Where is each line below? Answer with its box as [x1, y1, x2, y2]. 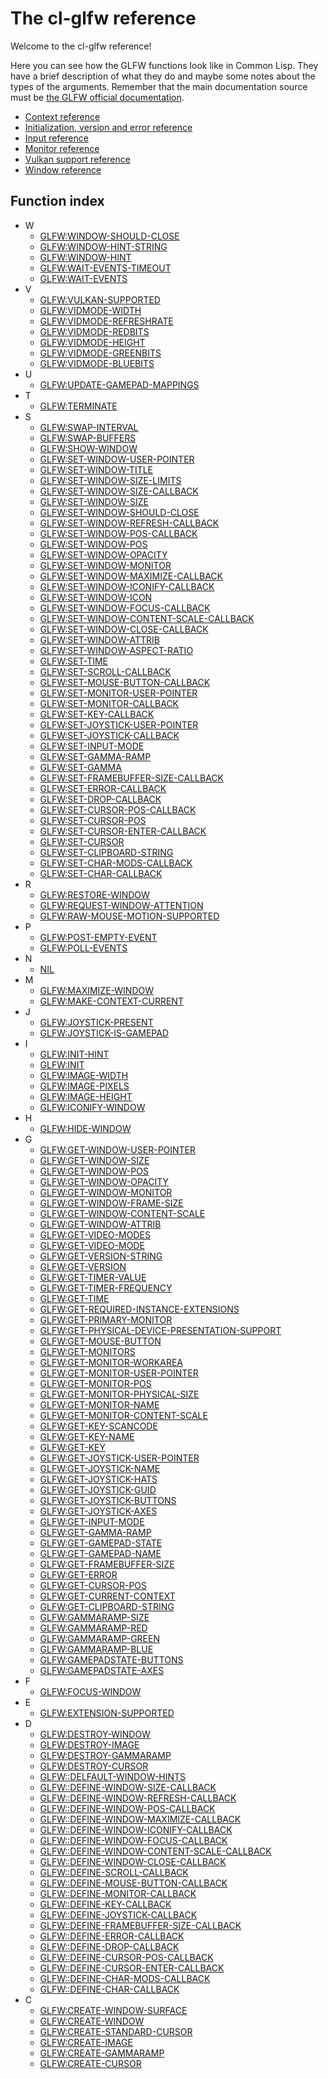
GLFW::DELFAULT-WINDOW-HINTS [39, 1770, 187, 1782]
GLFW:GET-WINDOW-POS [39, 1165, 149, 1177]
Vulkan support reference [24, 153, 131, 165]
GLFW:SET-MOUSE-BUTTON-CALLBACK [39, 676, 211, 688]
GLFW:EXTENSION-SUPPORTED [39, 1707, 175, 1719]
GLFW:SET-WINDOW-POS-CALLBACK [39, 527, 198, 539]
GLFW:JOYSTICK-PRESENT [39, 1016, 154, 1028]
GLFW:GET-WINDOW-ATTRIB [39, 1218, 162, 1230]
